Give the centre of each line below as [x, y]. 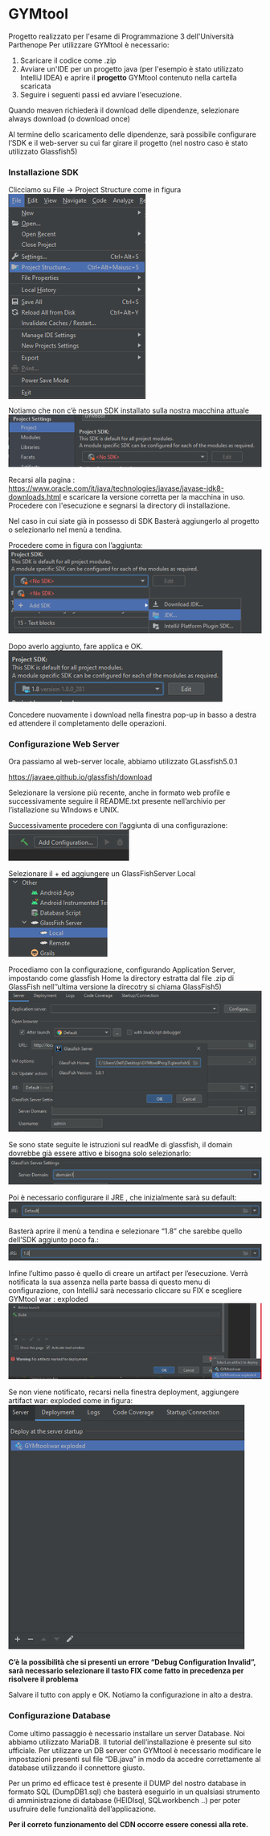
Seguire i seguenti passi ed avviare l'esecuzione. [101, 94]
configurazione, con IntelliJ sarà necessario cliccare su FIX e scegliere [125, 1291]
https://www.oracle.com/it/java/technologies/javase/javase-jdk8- [117, 488]
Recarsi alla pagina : [42, 480]
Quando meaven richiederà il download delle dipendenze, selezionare [124, 110]
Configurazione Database [59, 1716]
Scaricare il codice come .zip [68, 60]
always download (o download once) [70, 118]
